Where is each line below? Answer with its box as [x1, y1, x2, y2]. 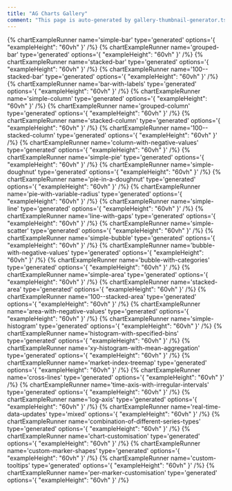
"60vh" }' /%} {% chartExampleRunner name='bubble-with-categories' [7, 256, 211, 264]
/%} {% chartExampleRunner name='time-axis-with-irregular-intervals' [7, 381, 209, 389]
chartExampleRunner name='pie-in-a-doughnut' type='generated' [7, 175, 196, 183]
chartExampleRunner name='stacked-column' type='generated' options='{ [7, 116, 221, 124]
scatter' [7, 226, 30, 235]
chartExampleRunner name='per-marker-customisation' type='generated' [7, 468, 217, 476]
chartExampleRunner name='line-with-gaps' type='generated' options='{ [7, 211, 216, 220]
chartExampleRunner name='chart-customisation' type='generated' [7, 432, 200, 440]
